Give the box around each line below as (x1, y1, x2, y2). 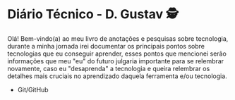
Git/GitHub (17, 85, 49, 94)
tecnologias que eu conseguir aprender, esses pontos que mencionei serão (7, 49, 227, 58)
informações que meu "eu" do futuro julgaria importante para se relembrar (7, 56, 224, 65)
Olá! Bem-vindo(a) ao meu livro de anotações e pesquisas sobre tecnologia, (7, 34, 229, 43)
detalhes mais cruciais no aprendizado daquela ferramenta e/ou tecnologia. (7, 72, 227, 80)
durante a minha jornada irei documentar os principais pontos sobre (7, 42, 205, 50)
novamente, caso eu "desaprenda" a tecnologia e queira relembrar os (7, 64, 210, 73)
